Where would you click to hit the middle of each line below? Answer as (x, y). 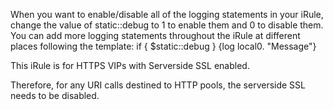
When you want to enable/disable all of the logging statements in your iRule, (167, 14)
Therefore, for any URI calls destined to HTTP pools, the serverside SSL (158, 85)
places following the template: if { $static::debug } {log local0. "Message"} (163, 46)
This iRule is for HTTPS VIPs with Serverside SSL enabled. (130, 65)
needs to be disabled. (55, 95)
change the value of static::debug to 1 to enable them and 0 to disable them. (167, 25)
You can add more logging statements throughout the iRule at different (155, 35)
